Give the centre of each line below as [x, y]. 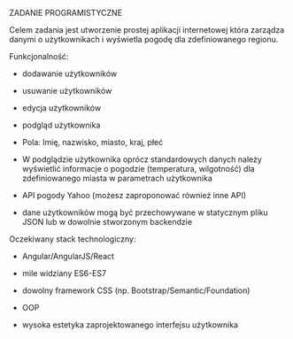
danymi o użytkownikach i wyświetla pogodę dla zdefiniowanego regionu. [144, 39]
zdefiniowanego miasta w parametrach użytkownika [117, 178]
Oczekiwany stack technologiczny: [73, 239]
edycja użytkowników [62, 108]
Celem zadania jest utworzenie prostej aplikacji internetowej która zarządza [147, 30]
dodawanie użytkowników [69, 73]
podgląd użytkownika [61, 125]
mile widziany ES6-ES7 [64, 273]
